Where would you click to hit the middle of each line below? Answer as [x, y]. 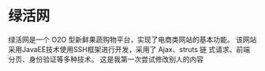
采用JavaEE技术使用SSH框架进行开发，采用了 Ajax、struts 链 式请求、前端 [129, 49]
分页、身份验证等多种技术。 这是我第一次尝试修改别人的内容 [106, 59]
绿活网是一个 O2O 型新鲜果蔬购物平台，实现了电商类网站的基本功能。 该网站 [132, 39]
